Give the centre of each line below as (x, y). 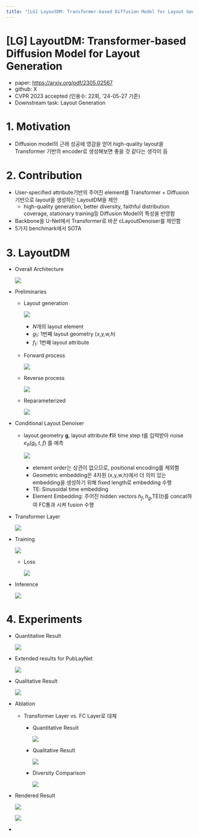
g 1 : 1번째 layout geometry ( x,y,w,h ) (74, 335)
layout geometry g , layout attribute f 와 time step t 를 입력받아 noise (103, 435)
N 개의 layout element (58, 327)
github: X (26, 89)
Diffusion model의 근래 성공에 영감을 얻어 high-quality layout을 (89, 143)
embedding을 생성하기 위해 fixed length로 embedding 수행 (102, 482)
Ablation (25, 704)
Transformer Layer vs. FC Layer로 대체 (70, 715)
